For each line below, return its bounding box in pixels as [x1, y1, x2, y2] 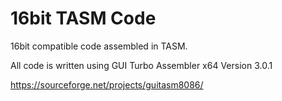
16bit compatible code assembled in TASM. [10, 40, 188, 52]
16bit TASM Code [10, 7, 157, 30]
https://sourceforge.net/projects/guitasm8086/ [10, 78, 204, 91]
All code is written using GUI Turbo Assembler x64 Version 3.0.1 [10, 59, 273, 71]
